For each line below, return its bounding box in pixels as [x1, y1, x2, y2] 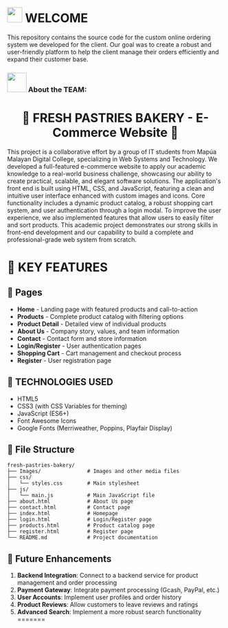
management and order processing [16, 578, 117, 587]
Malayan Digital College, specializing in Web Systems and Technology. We [7, 155, 218, 163]
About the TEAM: [27, 85, 87, 94]
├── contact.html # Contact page [7, 504, 130, 511]
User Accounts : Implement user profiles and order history [16, 593, 182, 602]
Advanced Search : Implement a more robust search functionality [16, 608, 202, 616]
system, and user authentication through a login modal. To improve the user [7, 206, 222, 214]
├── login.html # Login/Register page [7, 516, 152, 523]
